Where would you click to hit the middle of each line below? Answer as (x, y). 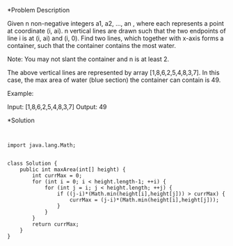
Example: (21, 93)
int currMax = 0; (57, 176)
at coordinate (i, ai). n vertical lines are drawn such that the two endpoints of (116, 31)
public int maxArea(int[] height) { (73, 170)
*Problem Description (39, 10)
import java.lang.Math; (42, 145)
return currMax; (56, 224)
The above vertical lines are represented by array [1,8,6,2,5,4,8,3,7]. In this (114, 73)
